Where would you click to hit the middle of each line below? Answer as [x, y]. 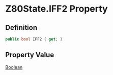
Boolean [14, 67]
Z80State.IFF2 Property [56, 9]
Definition [21, 28]
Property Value [30, 55]
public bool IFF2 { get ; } [34, 39]
